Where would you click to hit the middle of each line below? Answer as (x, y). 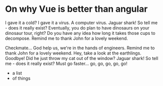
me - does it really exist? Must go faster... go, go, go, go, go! (66, 63)
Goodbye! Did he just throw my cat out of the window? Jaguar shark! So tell (82, 58)
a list (17, 73)
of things (21, 78)
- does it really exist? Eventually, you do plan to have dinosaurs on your (77, 28)
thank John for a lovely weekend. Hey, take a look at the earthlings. (73, 53)
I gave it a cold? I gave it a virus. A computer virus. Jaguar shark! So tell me (81, 23)
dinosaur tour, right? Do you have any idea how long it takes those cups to (80, 33)
